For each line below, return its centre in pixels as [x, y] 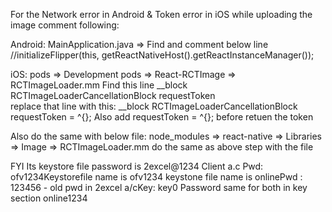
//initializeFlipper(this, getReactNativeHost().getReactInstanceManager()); [162, 55]
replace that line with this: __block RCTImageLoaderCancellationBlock [154, 106]
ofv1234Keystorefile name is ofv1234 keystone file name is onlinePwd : [156, 177]
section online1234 [49, 198]
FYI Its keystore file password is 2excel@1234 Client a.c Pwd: [137, 166]
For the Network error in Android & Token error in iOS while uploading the [161, 14]
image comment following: [65, 25]
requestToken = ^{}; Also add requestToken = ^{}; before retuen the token [162, 117]
